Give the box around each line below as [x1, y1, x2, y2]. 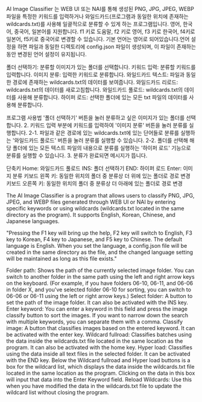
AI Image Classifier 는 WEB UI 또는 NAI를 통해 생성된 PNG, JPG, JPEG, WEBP [6, 5, 194, 12]
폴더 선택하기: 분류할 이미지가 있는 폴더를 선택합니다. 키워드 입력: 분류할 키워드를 [6, 63, 196, 71]
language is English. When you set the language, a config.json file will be [6, 242, 188, 249]
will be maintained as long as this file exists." [6, 255, 117, 262]
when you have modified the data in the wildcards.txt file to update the [6, 383, 182, 389]
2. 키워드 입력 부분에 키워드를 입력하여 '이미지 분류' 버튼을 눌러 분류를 [24, 122, 188, 129]
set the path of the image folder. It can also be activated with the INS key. [6, 299, 189, 306]
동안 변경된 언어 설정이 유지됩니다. [6, 51, 87, 57]
